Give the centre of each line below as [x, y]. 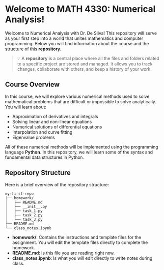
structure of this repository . [33, 49]
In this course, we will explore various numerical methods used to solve [77, 96]
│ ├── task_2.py [24, 215]
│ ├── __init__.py [26, 207]
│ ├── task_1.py [24, 211]
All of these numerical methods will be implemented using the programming [82, 147]
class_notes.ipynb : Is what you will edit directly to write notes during [82, 258]
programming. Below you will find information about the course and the [77, 43]
